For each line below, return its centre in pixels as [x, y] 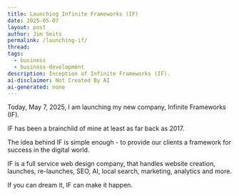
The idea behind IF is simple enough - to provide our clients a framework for [119, 143]
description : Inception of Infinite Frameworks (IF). [89, 73]
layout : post [27, 27]
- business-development [49, 67]
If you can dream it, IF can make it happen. [70, 185]
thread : [19, 47]
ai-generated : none [36, 87]
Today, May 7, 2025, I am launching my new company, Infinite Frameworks [117, 107]
